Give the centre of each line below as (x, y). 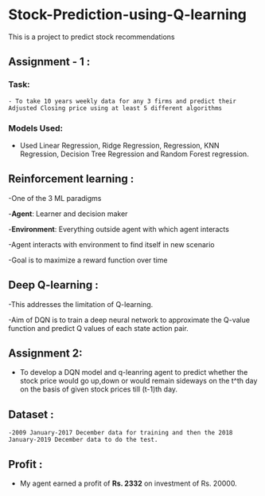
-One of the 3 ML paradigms (55, 198)
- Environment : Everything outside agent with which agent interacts (119, 229)
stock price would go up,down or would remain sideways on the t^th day (138, 381)
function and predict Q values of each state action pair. (98, 328)
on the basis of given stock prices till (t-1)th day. (98, 389)
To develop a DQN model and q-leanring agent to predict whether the (134, 372)
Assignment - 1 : (49, 62)
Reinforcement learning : (71, 179)
